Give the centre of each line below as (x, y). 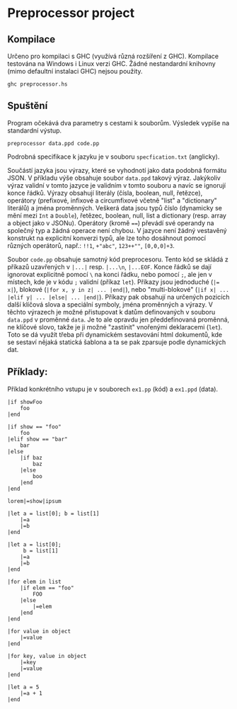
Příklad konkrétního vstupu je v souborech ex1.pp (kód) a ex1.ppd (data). (112, 389)
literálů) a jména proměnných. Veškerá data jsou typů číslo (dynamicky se (115, 208)
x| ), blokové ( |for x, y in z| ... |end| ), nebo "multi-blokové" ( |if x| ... (118, 289)
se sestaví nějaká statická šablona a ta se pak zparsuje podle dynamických (117, 342)
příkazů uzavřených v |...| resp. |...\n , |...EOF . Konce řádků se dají (110, 266)
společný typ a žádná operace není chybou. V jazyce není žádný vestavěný (117, 230)
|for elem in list (34, 582)
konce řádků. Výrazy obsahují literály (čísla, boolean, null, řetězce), (105, 193)
